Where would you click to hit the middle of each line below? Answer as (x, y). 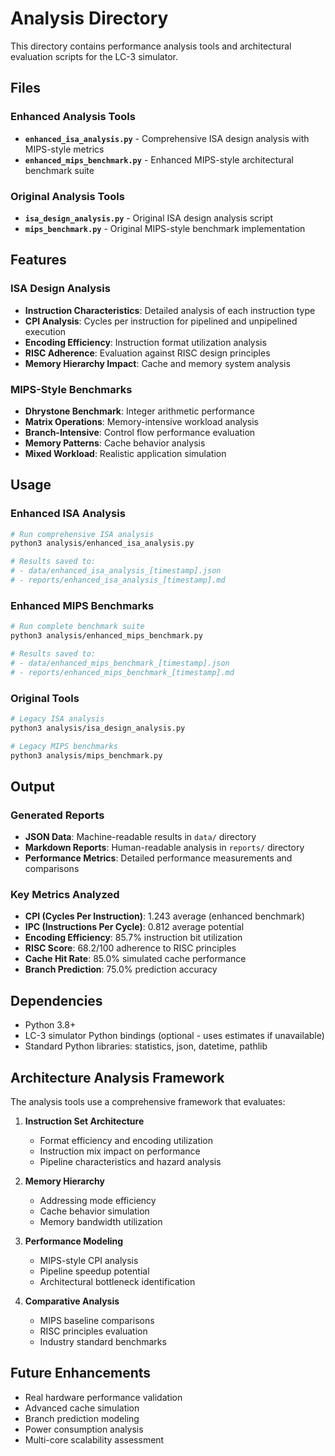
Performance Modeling (74, 1241)
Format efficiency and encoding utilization (126, 1141)
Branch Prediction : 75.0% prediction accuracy (121, 969)
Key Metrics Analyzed (65, 895)
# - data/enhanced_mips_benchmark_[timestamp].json (120, 663)
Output (32, 786)
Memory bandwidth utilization (101, 1222)
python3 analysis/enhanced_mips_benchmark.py (106, 636)
